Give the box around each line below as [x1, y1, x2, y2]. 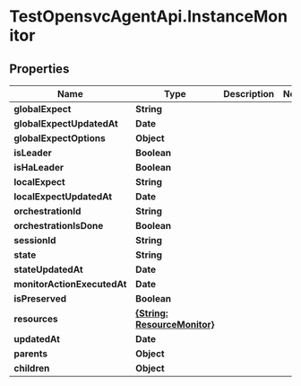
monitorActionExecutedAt [13, 278, 127, 290]
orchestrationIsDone [13, 220, 104, 232]
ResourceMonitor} [135, 319, 215, 330]
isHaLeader [13, 162, 64, 173]
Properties [9, 61, 70, 76]
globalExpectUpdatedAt [13, 118, 118, 129]
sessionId [13, 234, 56, 246]
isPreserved [13, 293, 67, 304]
